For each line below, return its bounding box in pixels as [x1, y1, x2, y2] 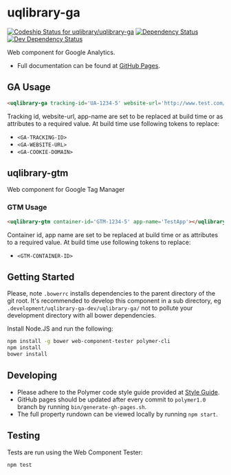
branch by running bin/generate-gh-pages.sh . [16, 402, 147, 410]
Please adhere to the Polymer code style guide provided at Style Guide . [16, 388, 220, 396]
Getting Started [7, 272, 75, 283]
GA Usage [7, 81, 51, 93]
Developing [7, 370, 57, 382]
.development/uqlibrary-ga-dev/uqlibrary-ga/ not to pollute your [7, 304, 193, 312]
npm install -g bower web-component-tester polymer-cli [7, 338, 170, 345]
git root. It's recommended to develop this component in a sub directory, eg [7, 297, 221, 305]
